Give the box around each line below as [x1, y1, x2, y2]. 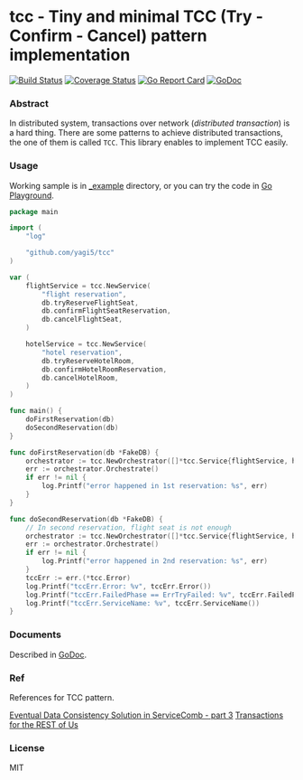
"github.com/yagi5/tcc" [25, 249, 115, 258]
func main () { [9, 407, 63, 416]
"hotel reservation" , [41, 348, 124, 357]
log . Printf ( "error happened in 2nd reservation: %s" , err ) [41, 557, 269, 566]
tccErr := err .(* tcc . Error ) [25, 573, 131, 582]
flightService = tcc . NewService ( [25, 281, 151, 290]
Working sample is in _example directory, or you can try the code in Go [9, 180, 272, 191]
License [9, 741, 45, 754]
